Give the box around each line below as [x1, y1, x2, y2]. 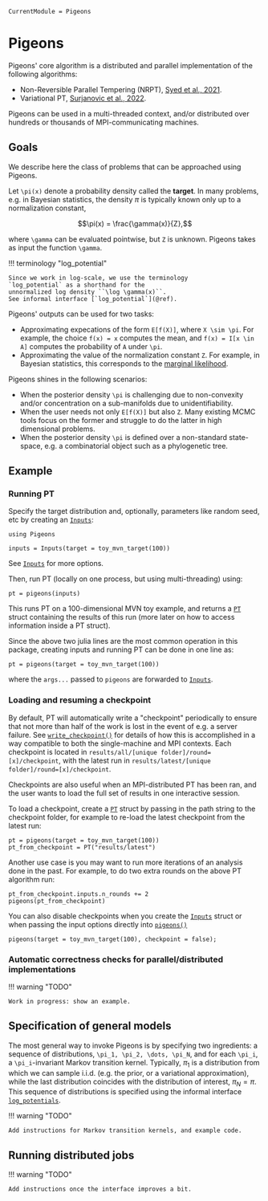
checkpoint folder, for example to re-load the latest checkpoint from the [8, 812, 246, 822]
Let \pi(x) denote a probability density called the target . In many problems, [8, 185, 259, 196]
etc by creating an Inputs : [8, 515, 94, 525]
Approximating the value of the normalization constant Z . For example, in [19, 350, 260, 360]
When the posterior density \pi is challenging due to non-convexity [19, 389, 244, 399]
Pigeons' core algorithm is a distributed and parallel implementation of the [8, 60, 253, 70]
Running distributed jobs [8, 1148, 135, 1162]
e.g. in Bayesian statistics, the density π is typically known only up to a [8, 194, 242, 204]
